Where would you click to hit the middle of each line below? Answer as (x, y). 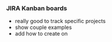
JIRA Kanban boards (37, 8)
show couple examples (43, 27)
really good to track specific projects (60, 21)
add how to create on (41, 34)
